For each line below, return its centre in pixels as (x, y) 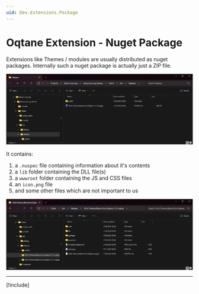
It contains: (20, 154)
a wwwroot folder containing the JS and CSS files (73, 178)
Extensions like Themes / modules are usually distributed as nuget (87, 59)
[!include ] (18, 284)
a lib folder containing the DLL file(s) (60, 172)
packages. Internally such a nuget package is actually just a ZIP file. (89, 65)
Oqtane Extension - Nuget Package (94, 42)
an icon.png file (34, 185)
